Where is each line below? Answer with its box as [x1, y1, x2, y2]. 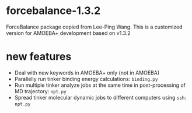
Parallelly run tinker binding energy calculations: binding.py [14, 75, 158, 82]
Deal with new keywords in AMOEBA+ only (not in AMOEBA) [14, 69, 160, 76]
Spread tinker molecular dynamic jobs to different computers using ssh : [14, 94, 187, 101]
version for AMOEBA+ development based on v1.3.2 [6, 29, 131, 36]
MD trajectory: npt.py [14, 87, 67, 94]
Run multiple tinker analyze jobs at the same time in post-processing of [14, 82, 186, 89]
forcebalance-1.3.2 [6, 4, 101, 17]
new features [6, 50, 72, 63]
